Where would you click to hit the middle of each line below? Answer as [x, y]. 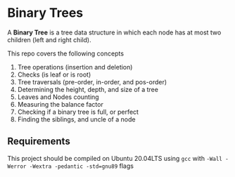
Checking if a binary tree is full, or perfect [78, 112]
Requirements [39, 142]
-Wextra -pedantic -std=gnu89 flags [81, 166]
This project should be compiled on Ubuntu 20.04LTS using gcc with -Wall [115, 158]
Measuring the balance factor [60, 104]
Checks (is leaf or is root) [54, 74]
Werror [17, 166]
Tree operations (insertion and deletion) [75, 67]
